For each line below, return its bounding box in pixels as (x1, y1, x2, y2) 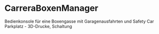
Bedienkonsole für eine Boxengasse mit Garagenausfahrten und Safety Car (4, 18, 154, 24)
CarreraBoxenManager (4, 3, 99, 14)
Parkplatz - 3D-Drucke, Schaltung (4, 23, 72, 29)
